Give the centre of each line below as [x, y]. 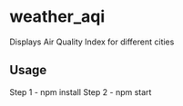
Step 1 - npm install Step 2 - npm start [81, 92]
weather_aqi [57, 17]
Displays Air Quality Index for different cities [92, 42]
